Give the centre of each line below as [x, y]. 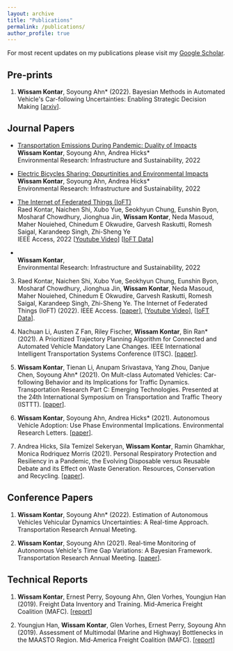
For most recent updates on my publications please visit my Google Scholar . [116, 53]
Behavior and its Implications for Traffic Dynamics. [117, 382]
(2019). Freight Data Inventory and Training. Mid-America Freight [110, 604]
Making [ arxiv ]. [39, 107]
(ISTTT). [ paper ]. [41, 404]
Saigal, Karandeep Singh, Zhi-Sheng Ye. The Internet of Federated [112, 303]
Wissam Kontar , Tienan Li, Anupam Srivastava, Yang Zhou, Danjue [113, 367]
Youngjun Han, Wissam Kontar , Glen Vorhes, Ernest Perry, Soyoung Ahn [121, 624]
